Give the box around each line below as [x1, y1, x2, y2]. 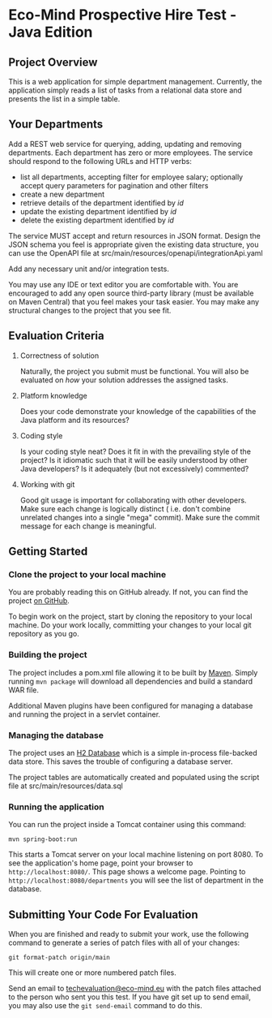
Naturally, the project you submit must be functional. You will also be [19, 366, 249, 376]
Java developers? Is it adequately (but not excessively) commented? [19, 464, 249, 473]
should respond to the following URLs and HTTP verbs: [8, 156, 192, 166]
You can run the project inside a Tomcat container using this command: [8, 820, 247, 830]
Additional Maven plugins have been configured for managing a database [8, 701, 253, 710]
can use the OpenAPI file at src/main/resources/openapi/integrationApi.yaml [8, 248, 263, 257]
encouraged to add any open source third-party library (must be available [8, 288, 254, 298]
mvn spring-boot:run [8, 835, 79, 843]
